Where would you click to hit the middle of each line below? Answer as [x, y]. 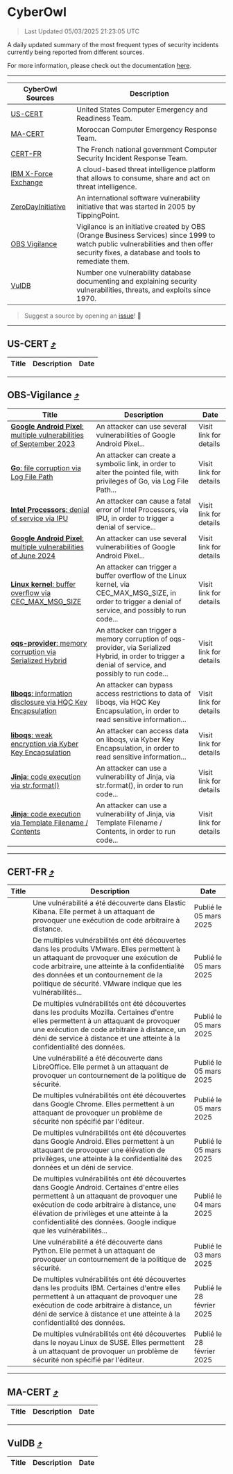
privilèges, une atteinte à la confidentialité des [107, 1159]
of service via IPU [40, 518]
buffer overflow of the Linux [141, 575]
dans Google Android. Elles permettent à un [103, 1142]
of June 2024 [33, 556]
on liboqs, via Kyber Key [135, 739]
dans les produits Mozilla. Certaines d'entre [103, 1012]
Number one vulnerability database [133, 273]
